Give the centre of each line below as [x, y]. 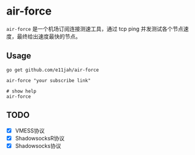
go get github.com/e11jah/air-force [53, 70]
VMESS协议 [30, 130]
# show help [21, 91]
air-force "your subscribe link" [49, 80]
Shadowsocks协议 [38, 146]
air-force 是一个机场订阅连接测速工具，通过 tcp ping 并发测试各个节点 [95, 29]
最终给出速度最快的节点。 [49, 36]
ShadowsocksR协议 [40, 138]
